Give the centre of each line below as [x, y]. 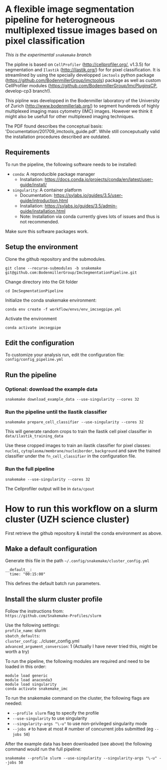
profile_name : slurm [26, 630]
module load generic [27, 676]
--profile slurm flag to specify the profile [56, 713]
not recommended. [39, 222]
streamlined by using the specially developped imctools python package [80, 75]
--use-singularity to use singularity [50, 718]
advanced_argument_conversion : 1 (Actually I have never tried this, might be [82, 646]
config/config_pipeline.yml [34, 360]
